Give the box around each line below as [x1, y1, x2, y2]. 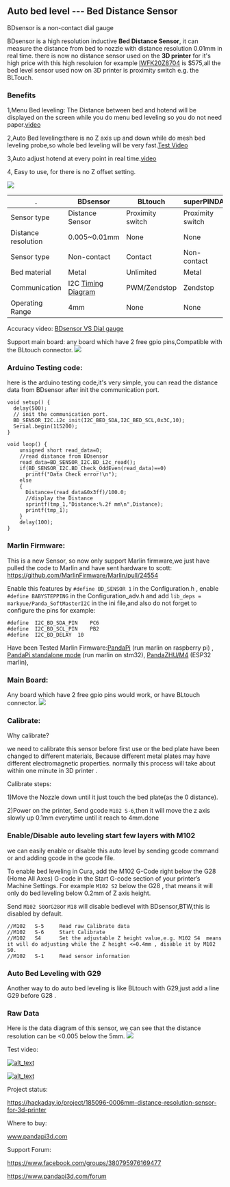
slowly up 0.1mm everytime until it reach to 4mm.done [7, 813, 159, 822]
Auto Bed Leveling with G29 [7, 968, 101, 978]
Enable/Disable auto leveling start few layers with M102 [7, 831, 196, 840]
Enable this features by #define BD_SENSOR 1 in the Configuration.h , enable [7, 584, 219, 592]
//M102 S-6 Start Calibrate [7, 929, 106, 935]
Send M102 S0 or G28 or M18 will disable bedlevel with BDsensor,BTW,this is [7, 902, 210, 910]
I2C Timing [68, 279, 104, 289]
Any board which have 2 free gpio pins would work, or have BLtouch [7, 691, 201, 698]
